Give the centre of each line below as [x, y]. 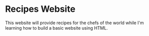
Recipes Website [40, 9]
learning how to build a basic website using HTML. [56, 28]
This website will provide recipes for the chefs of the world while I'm [74, 23]
